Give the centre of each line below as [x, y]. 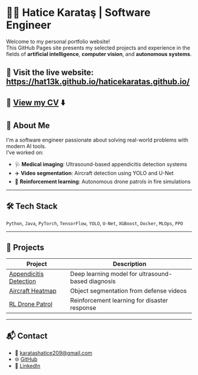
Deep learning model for [103, 274]
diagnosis [102, 281]
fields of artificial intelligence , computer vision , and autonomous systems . [99, 54]
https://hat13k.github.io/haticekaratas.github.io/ [98, 82]
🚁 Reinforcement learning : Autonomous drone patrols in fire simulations [103, 181]
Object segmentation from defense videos [128, 291]
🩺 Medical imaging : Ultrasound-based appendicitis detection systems [101, 164]
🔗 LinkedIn [27, 366]
